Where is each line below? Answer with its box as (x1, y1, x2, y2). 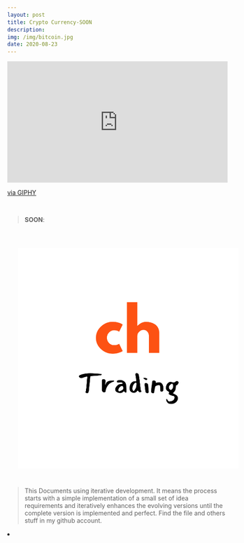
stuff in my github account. (24, 516, 103, 525)
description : (7, 26, 45, 33)
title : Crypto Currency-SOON (7, 18, 92, 26)
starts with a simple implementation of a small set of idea (24, 494, 189, 502)
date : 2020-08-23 (7, 41, 58, 48)
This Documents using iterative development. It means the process (24, 487, 217, 495)
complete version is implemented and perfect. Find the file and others (24, 509, 226, 518)
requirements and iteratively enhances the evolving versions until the (24, 502, 224, 510)
